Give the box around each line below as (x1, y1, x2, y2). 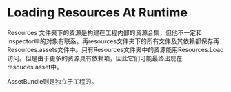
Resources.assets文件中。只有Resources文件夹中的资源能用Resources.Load (7, 45, 224, 54)
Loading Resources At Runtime (7, 5, 188, 21)
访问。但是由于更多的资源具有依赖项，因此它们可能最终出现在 (7, 54, 183, 62)
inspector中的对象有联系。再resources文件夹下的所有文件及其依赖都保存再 (7, 36, 219, 45)
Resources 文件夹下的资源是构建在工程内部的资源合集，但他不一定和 (7, 28, 202, 36)
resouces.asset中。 (7, 62, 63, 71)
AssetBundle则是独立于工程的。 (7, 77, 98, 85)
